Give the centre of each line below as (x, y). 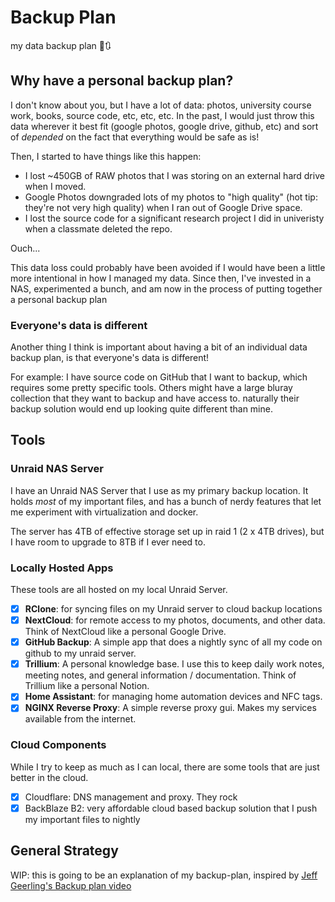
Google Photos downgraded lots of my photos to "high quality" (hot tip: (171, 197)
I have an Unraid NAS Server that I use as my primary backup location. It (159, 490)
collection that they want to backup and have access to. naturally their (155, 398)
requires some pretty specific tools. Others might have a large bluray (151, 388)
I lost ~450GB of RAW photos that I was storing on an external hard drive (174, 175)
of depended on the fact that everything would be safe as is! (135, 137)
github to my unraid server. (80, 653)
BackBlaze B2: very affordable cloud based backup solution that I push (171, 808)
